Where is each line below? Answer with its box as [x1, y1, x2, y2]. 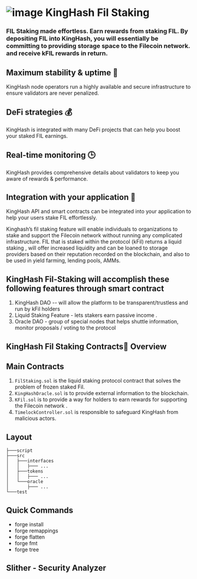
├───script [6, 448, 33, 454]
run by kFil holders [14, 305, 60, 313]
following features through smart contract [6, 283, 164, 293]
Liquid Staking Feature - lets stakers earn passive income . [14, 312, 157, 319]
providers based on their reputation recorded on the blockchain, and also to [6, 251, 190, 258]
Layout [6, 432, 32, 442]
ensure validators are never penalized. [6, 89, 99, 96]
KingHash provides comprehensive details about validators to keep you [6, 169, 179, 176]
